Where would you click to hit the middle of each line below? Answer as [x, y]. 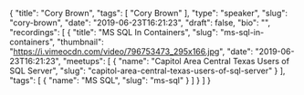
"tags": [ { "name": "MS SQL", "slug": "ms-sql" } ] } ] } [110, 80]
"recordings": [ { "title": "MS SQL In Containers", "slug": [114, 32]
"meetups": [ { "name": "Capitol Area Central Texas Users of [176, 61]
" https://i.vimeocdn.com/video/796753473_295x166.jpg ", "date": [131, 52]
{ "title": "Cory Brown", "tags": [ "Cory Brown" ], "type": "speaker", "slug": [149, 13]
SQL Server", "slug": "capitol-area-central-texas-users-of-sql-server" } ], [147, 71]
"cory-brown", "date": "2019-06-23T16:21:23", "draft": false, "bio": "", [140, 23]
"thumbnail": [80, 42]
